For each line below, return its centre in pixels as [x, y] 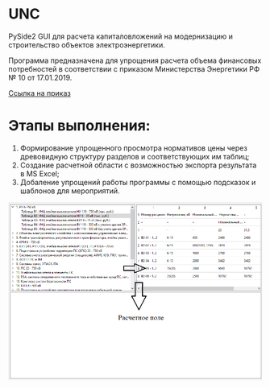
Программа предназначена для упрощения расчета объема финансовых [135, 60]
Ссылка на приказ [39, 93]
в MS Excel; [39, 173]
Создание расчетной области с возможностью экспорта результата [138, 165]
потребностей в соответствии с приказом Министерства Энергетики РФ [134, 68]
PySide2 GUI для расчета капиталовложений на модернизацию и [121, 36]
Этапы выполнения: [79, 126]
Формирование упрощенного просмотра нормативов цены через [133, 148]
